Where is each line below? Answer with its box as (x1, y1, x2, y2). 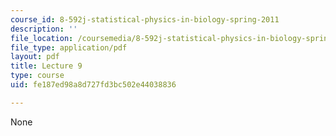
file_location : (10, 33, 74, 43)
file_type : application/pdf (10, 42, 128, 53)
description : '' (10, 24, 78, 34)
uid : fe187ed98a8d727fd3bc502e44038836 (10, 80, 177, 90)
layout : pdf (10, 52, 60, 62)
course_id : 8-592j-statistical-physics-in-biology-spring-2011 (10, 14, 280, 25)
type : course (10, 71, 65, 81)
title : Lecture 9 (10, 61, 83, 71)
